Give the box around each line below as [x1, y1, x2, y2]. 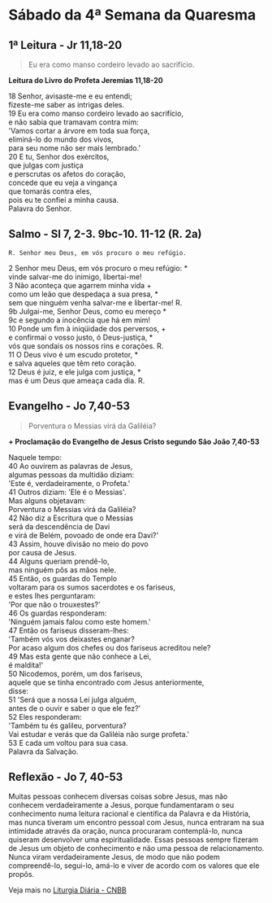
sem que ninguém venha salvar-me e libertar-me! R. [8, 297, 183, 307]
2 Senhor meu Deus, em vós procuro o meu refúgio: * [8, 263, 188, 273]
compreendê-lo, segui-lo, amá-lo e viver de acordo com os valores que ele [8, 861, 260, 870]
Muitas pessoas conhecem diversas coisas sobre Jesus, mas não [8, 791, 228, 801]
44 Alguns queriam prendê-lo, [8, 556, 110, 566]
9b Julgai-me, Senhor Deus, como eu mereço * [8, 306, 167, 316]
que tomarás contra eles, [8, 186, 92, 196]
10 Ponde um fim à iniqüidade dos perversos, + [8, 323, 166, 333]
